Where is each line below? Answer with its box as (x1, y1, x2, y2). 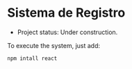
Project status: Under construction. (17, 28, 118, 36)
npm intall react (7, 54, 58, 62)
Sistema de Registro (7, 5, 126, 21)
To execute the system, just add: (7, 41, 101, 49)
